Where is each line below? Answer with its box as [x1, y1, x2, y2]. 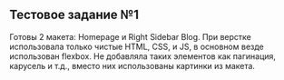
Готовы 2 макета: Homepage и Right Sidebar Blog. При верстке [9, 31, 252, 42]
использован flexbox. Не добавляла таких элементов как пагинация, [9, 50, 277, 62]
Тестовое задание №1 [9, 7, 139, 23]
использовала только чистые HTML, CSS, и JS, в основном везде [9, 41, 265, 52]
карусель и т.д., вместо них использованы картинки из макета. [9, 60, 256, 71]
